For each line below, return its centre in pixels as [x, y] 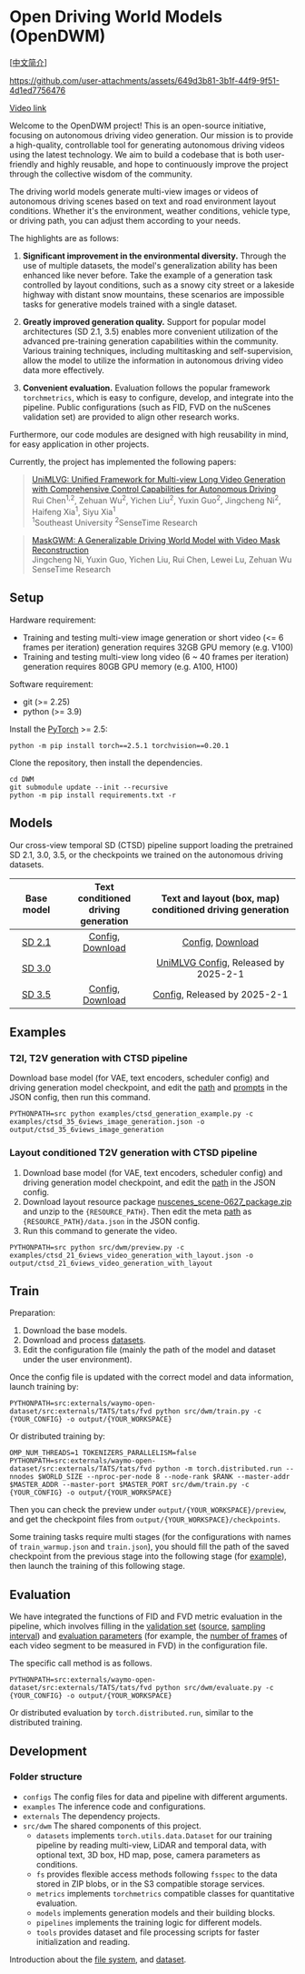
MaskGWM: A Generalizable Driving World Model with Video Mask [156, 540]
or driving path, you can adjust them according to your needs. [125, 220]
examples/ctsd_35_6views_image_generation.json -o [107, 1122]
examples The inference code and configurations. [114, 1806]
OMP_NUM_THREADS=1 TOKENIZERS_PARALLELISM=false [103, 1453]
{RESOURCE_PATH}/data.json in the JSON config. [111, 1220]
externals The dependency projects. [91, 1816]
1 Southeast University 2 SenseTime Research [114, 522]
